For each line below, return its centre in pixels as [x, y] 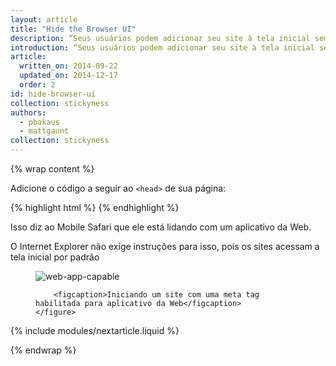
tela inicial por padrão [55, 257]
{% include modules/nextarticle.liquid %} [95, 330]
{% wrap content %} [52, 169]
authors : [28, 112]
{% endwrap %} [43, 350]
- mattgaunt [44, 131]
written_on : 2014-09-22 [68, 66]
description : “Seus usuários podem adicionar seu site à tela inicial [160, 38]
